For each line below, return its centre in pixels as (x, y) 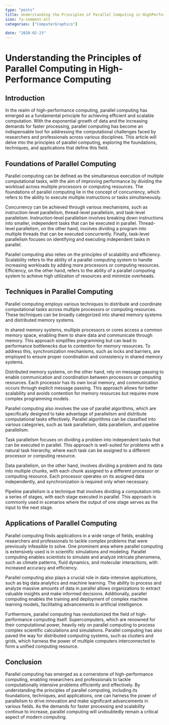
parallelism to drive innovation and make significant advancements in (77, 701)
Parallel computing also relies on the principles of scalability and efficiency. (83, 254)
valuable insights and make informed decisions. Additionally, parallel (76, 593)
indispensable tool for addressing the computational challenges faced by (81, 132)
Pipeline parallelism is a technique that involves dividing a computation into (83, 491)
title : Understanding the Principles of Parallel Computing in (73, 15)
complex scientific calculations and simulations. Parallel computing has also (84, 630)
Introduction (25, 98)
